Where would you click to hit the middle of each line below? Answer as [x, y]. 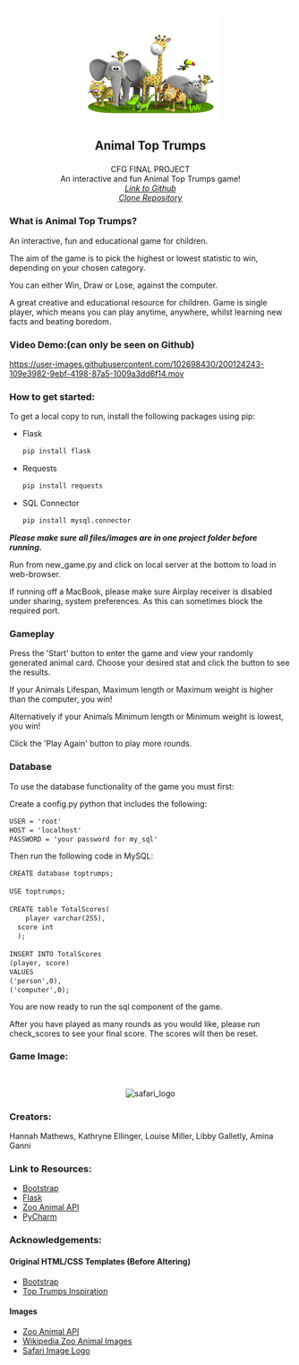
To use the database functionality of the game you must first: [122, 786]
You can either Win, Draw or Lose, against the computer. [113, 285]
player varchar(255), [65, 918]
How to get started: [52, 396]
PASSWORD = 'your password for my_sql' [84, 839]
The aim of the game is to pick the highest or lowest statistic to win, [134, 258]
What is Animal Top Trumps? [73, 221]
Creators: [30, 1117]
